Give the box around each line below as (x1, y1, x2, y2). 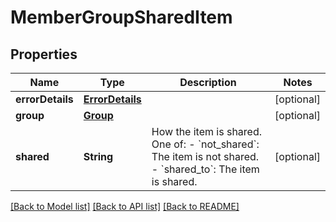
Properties (10, 46, 78, 63)
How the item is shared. (151, 125, 262, 138)
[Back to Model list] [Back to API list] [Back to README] (10, 201, 240, 212)
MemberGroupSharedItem (10, 6, 233, 29)
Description (179, 76, 237, 89)
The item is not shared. (151, 150, 260, 163)
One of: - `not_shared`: (151, 137, 260, 151)
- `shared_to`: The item (151, 162, 260, 176)
